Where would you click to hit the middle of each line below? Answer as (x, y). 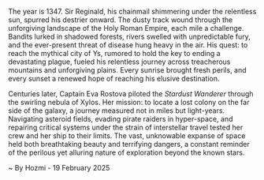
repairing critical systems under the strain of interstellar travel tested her (126, 127)
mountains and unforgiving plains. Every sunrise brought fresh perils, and (127, 70)
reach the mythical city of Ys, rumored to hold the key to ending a (114, 53)
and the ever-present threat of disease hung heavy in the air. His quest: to (128, 45)
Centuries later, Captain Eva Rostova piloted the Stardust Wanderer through (131, 94)
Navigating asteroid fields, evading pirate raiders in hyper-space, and (121, 119)
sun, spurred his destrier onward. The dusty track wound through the (121, 20)
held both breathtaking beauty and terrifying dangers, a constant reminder (129, 144)
